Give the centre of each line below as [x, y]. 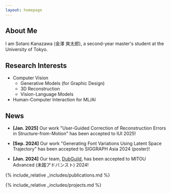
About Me [21, 31]
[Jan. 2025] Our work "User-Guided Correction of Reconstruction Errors [89, 128]
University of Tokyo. [27, 50]
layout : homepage [24, 10]
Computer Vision [30, 78]
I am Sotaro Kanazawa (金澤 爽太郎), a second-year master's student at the [85, 44]
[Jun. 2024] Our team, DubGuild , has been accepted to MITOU [79, 159]
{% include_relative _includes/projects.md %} [53, 185]
